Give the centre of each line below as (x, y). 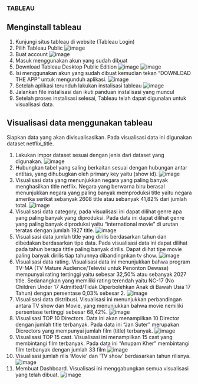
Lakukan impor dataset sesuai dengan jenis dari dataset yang (90, 155)
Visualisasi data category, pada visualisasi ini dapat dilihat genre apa (98, 211)
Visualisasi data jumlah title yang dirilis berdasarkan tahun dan (91, 236)
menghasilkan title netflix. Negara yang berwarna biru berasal (90, 186)
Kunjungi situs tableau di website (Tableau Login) (75, 41)
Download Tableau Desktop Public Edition (66, 67)
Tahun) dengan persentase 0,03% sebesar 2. (70, 293)
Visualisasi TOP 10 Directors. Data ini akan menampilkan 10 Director (97, 318)
